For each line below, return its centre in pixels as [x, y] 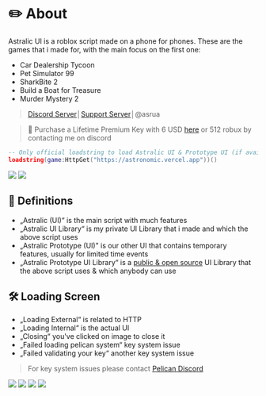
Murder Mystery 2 [49, 98]
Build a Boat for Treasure [60, 90]
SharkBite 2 [38, 82]
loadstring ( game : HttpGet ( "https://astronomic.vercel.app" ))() [113, 160]
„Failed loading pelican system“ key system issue [100, 345]
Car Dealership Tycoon [57, 65]
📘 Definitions [41, 201]
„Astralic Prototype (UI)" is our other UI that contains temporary [123, 245]
